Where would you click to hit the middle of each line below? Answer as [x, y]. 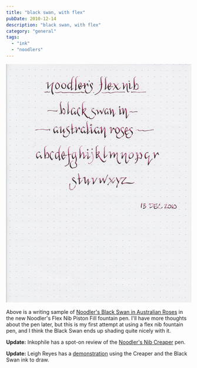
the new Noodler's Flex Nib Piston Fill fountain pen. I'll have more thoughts [96, 319]
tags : [13, 37]
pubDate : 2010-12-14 [31, 19]
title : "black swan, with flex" [46, 12]
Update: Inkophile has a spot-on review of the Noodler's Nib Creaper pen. [96, 342]
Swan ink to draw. [28, 360]
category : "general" [31, 31]
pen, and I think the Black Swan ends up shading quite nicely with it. [89, 331]
